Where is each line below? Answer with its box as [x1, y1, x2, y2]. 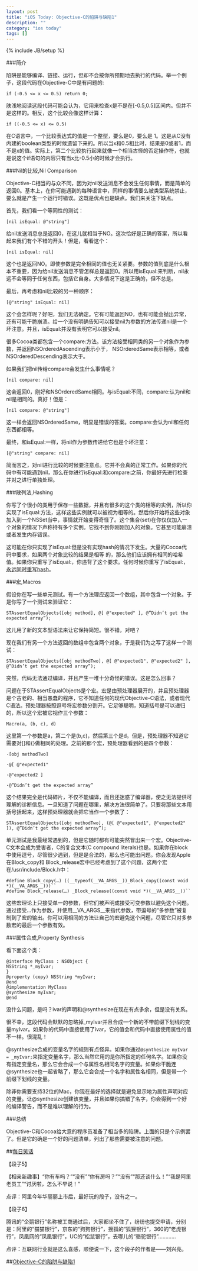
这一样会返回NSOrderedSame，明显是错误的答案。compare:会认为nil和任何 [6, 418, 190, 426]
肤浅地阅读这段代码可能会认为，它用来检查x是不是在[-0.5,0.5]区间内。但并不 [6, 102, 192, 109]
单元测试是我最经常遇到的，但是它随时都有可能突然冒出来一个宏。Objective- [6, 837, 192, 844]
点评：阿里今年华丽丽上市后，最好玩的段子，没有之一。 [6, 1193, 140, 1200]
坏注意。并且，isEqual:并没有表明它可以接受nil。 [6, 325, 124, 333]
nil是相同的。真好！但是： [6, 396, 69, 403]
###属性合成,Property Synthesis [6, 934, 85, 941]
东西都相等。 [6, 426, 37, 433]
